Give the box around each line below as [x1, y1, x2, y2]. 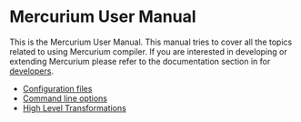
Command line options [22, 93, 107, 104]
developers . [9, 66, 55, 76]
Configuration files [22, 83, 93, 94]
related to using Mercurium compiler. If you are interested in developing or [9, 46, 288, 56]
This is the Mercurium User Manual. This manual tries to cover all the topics [9, 36, 293, 47]
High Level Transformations [22, 102, 127, 113]
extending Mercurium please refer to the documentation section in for [9, 56, 271, 66]
